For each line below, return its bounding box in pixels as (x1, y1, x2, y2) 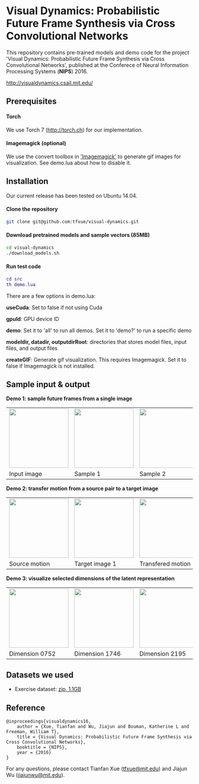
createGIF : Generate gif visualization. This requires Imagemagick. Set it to (6, 356, 187, 363)
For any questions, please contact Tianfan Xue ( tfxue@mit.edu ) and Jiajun (6, 765, 188, 772)
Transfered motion (139, 560, 191, 568)
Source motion (9, 560, 50, 568)
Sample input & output (6, 379, 90, 389)
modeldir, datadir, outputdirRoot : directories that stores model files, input (6, 338, 187, 345)
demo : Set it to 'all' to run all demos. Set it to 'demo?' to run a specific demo (6, 327, 192, 334)
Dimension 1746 (74, 650, 121, 658)
